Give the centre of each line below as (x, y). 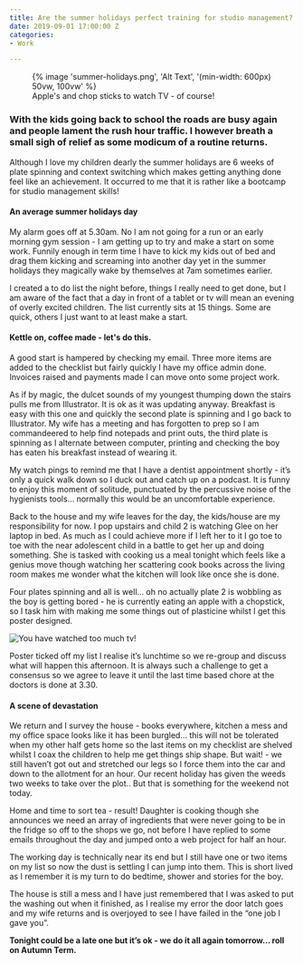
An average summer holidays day (74, 212)
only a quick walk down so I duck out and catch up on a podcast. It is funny (150, 479)
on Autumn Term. (43, 950)
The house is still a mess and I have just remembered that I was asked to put (151, 894)
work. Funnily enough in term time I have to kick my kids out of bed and (142, 251)
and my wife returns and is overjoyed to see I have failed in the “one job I (145, 913)
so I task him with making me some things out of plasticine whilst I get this (148, 611)
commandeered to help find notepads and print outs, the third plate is (139, 433)
